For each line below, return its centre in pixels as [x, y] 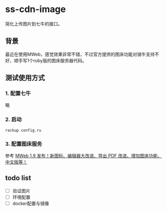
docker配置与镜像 [31, 203]
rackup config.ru [23, 130]
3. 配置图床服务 [24, 144]
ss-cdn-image [36, 9]
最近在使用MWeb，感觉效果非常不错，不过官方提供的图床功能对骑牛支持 [80, 54]
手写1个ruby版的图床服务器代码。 [52, 60]
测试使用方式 [25, 78]
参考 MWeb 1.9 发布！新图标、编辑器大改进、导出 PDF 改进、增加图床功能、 [83, 156]
